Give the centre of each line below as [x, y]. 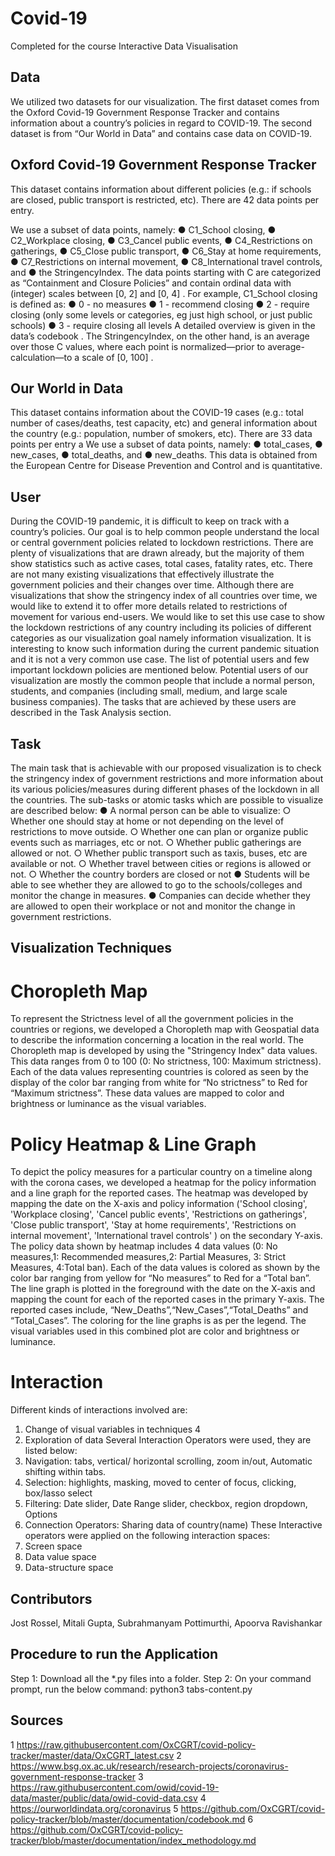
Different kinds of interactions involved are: [99, 1410]
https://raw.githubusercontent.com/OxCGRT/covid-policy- [136, 1744]
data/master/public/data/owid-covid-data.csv [104, 1798]
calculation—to [41, 357]
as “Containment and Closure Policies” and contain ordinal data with [151, 283]
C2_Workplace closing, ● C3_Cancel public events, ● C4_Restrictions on [161, 240]
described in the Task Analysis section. [91, 713]
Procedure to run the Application [114, 1654]
